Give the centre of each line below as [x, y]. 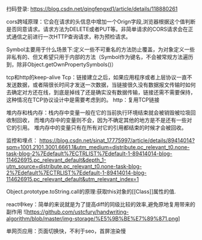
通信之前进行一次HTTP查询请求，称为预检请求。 [71, 37]
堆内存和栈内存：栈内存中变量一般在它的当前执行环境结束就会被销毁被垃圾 [98, 112]
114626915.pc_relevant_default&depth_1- [56, 160]
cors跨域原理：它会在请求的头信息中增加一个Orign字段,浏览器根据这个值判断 [101, 22]
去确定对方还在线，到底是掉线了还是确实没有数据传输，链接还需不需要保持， [101, 92]
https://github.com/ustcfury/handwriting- [78, 212]
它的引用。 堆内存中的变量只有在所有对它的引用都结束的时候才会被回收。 [96, 128]
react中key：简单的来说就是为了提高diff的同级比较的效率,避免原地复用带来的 [101, 204]
